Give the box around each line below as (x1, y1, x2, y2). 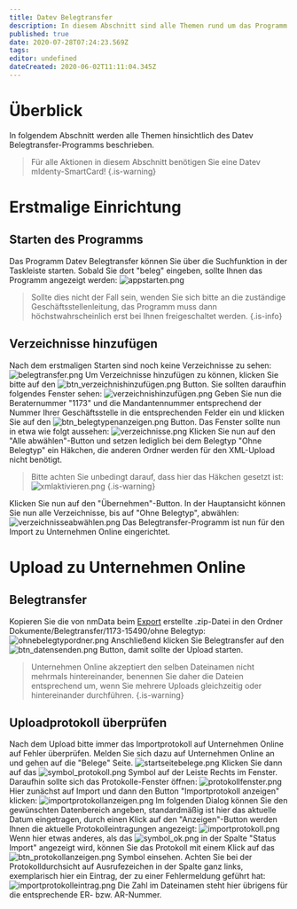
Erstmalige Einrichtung (9, 197, 182, 217)
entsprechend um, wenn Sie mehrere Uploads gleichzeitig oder (30, 680, 262, 691)
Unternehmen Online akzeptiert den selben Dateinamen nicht (30, 662, 255, 672)
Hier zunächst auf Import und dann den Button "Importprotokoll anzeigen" (9, 786, 280, 796)
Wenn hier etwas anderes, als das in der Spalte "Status (9, 833, 277, 843)
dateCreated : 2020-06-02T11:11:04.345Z (9, 63, 157, 72)
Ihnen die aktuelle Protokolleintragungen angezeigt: (9, 824, 198, 835)
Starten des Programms (9, 232, 144, 247)
